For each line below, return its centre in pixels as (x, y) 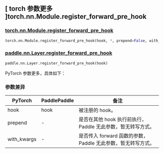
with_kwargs (22, 139)
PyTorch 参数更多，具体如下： (35, 73)
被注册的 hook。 (97, 110)
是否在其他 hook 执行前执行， (113, 119)
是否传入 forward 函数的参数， (113, 136)
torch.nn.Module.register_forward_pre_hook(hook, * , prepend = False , (76, 40)
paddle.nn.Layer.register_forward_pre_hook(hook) (57, 63)
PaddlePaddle (58, 100)
